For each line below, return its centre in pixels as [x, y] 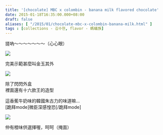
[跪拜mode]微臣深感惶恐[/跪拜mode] [43, 107]
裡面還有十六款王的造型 [30, 90]
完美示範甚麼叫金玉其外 [30, 64]
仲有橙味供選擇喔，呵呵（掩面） [38, 127]
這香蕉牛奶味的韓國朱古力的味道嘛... [43, 101]
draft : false [19, 19]
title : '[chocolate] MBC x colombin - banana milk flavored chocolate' [82, 10]
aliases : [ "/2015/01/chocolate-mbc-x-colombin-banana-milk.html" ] [79, 24]
